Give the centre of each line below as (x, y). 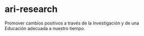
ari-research (31, 9)
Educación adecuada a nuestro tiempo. (45, 28)
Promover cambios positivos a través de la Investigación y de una (72, 23)
